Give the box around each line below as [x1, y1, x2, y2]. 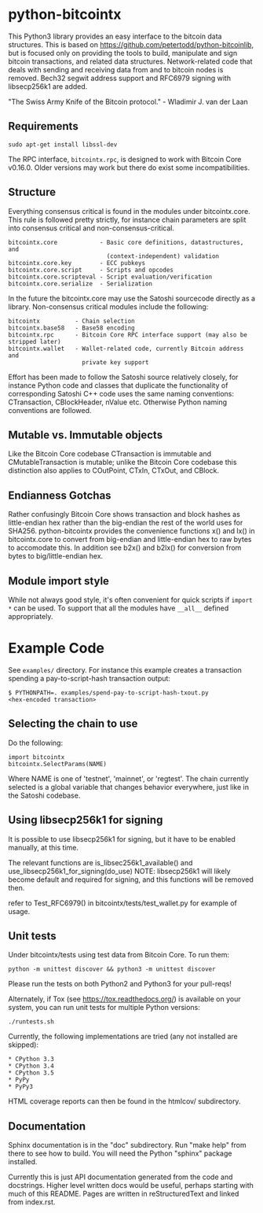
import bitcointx [8, 753, 65, 761]
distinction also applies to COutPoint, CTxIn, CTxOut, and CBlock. [8, 466, 220, 475]
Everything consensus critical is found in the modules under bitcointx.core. [8, 206, 251, 216]
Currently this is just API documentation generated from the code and [8, 1172, 233, 1182]
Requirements [8, 120, 79, 133]
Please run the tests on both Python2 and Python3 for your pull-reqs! [8, 979, 232, 989]
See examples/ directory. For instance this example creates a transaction [8, 665, 242, 674]
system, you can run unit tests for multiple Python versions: [8, 1003, 200, 1012]
